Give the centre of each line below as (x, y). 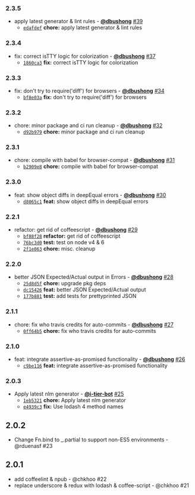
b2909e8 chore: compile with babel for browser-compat (90, 166)
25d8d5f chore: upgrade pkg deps (65, 284)
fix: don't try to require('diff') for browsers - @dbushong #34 (89, 91)
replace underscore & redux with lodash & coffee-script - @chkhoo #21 (102, 485)
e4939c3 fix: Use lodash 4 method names (73, 407)
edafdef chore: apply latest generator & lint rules (82, 27)
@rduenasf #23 (33, 446)
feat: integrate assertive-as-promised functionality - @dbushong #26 (100, 359)
